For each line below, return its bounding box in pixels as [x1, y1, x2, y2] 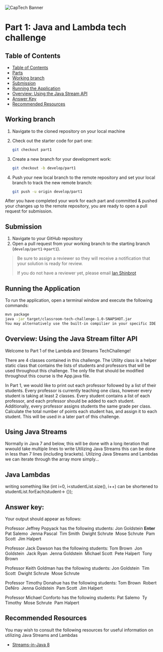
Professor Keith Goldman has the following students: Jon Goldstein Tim [5, 565, 150, 571]
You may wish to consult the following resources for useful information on [5, 627, 154, 633]
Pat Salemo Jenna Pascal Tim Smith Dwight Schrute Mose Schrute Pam [5, 531, 155, 536]
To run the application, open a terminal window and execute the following [5, 297, 153, 303]
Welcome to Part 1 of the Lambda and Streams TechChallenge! [5, 348, 131, 354]
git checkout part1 [12, 147, 52, 152]
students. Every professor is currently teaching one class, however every [5, 387, 152, 393]
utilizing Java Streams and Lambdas [5, 632, 78, 638]
